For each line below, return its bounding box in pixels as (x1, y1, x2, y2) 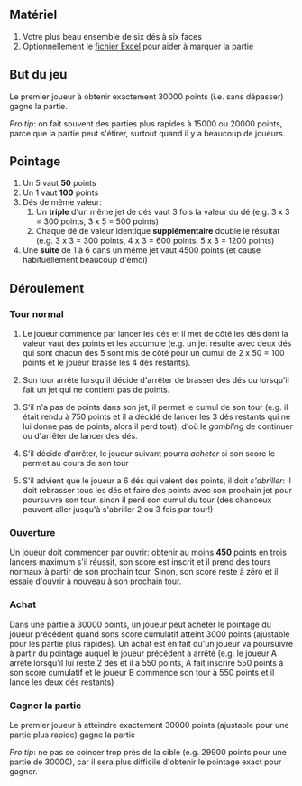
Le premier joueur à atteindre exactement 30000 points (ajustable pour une (9, 720, 289, 731)
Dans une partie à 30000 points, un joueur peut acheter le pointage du (9, 619, 272, 630)
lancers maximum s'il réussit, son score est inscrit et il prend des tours (9, 557, 271, 567)
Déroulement (9, 280, 85, 296)
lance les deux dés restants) (9, 677, 114, 688)
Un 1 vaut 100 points (22, 187, 99, 198)
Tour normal (9, 307, 65, 320)
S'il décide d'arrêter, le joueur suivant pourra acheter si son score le (22, 448, 276, 459)
